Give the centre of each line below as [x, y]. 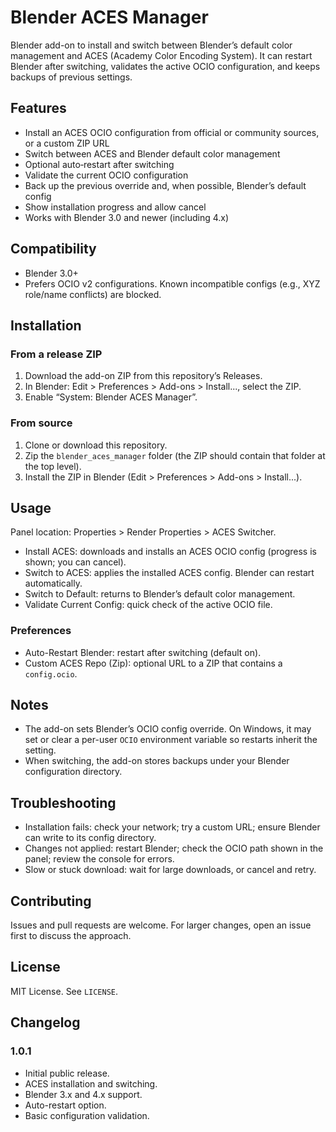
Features [38, 108]
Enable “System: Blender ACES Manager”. [111, 397]
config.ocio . [51, 673]
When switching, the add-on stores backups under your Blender [157, 761]
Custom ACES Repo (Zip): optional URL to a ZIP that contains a [153, 663]
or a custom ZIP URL [67, 143]
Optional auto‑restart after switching [99, 164]
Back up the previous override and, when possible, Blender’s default [165, 185]
